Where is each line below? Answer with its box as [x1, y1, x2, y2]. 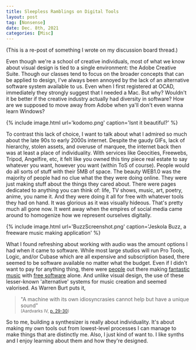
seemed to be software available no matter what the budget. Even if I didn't [6, 260, 187, 267]
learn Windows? [6, 108, 45, 115]
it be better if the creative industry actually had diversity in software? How [6, 95, 184, 103]
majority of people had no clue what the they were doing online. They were [6, 174, 187, 181]
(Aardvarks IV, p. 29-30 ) [20, 308, 70, 314]
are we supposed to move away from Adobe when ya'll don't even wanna [6, 102, 183, 109]
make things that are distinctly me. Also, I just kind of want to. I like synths [6, 331, 184, 338]
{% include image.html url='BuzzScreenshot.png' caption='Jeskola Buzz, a [6, 223, 187, 230]
